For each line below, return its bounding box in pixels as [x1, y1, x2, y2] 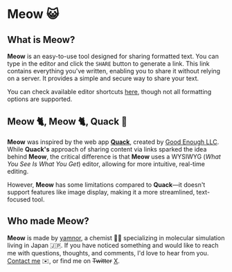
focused [7, 195, 31, 203]
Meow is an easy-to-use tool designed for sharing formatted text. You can [7, 52, 220, 60]
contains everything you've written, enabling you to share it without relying [7, 67, 220, 75]
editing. [7, 167, 29, 175]
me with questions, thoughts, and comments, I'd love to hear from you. [7, 248, 209, 257]
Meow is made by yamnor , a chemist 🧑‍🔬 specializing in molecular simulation [7, 233, 225, 242]
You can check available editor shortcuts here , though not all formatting [7, 88, 212, 96]
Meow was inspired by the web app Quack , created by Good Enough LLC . [7, 138, 220, 146]
